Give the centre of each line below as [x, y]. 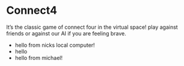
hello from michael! [39, 58]
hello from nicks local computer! [55, 45]
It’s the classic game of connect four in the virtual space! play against [92, 27]
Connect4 [32, 10]
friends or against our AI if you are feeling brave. [66, 33]
